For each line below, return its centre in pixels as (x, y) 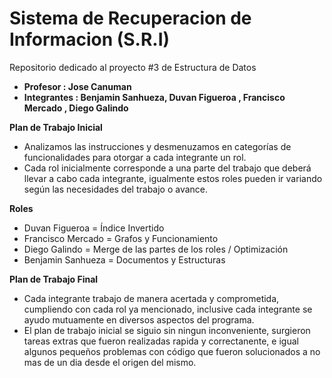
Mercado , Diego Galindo (76, 108)
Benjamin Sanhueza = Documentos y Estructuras (124, 259)
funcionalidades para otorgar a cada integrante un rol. (135, 157)
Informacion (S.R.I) (90, 39)
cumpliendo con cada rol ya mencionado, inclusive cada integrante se (168, 309)
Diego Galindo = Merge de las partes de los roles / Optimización (156, 249)
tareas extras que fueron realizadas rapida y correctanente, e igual (161, 341)
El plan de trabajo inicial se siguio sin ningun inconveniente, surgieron (167, 330)
